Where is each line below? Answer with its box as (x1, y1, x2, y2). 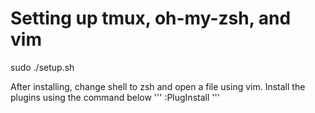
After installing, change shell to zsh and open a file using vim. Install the (10, 80, 306, 92)
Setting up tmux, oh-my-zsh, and (10, 7, 292, 30)
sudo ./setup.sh (10, 61, 75, 73)
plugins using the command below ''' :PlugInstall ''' (10, 91, 220, 103)
